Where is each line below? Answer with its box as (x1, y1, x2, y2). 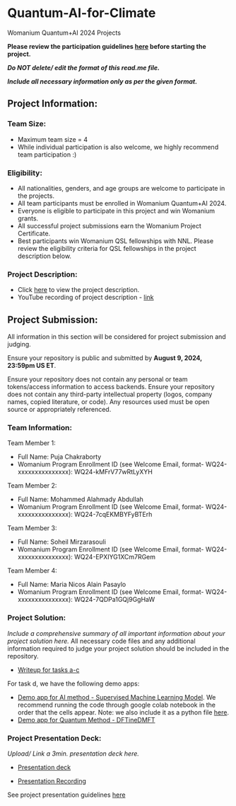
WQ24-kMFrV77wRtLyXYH (73, 468, 153, 476)
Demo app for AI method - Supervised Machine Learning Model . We (17, 693, 216, 701)
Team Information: (7, 422, 73, 432)
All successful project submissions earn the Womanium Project (17, 221, 201, 230)
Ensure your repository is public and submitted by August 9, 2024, (7, 354, 203, 362)
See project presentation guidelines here (7, 790, 126, 799)
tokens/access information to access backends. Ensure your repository (7, 383, 215, 391)
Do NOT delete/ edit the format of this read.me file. (7, 63, 160, 72)
